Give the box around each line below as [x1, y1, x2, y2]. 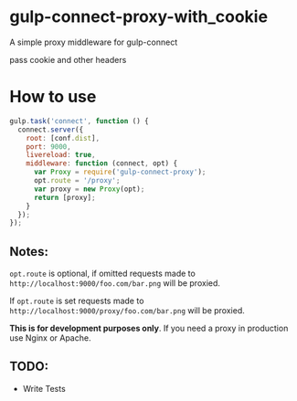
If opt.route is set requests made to [9, 295, 144, 307]
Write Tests [22, 383, 66, 394]
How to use [9, 87, 97, 107]
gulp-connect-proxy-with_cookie [9, 6, 268, 27]
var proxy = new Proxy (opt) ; [33, 185, 145, 194]
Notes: [9, 244, 48, 259]
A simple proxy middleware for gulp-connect [9, 37, 178, 47]
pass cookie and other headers [9, 54, 127, 65]
